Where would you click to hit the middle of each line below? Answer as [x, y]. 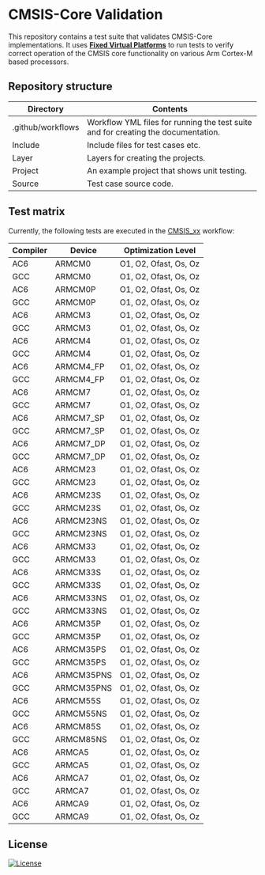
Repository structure [60, 87]
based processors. [39, 62]
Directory [46, 108]
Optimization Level [160, 250]
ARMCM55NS [81, 714]
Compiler [30, 250]
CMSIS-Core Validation [86, 15]
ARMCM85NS [81, 739]
